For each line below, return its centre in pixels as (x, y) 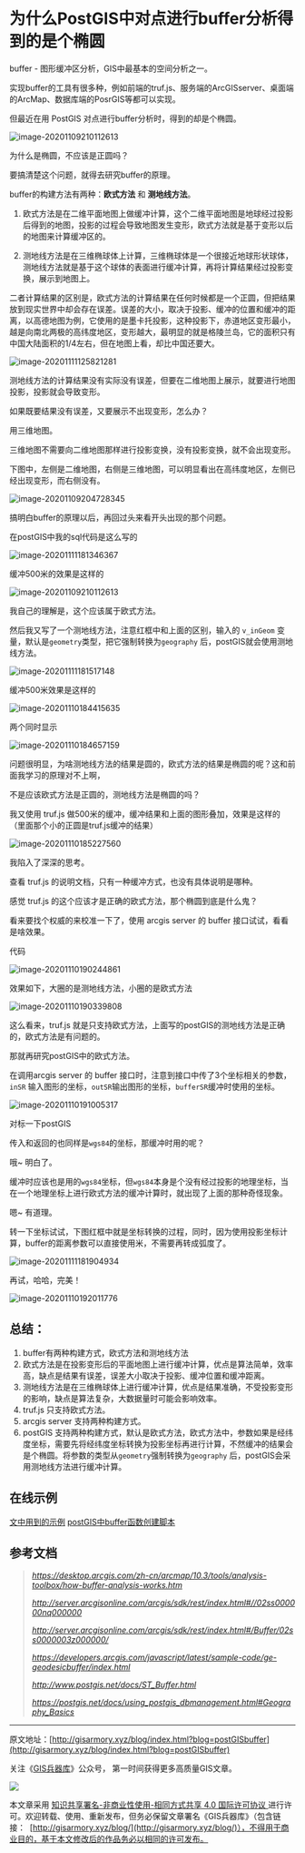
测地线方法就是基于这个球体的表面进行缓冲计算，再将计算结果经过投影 (154, 267)
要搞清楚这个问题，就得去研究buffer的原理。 (92, 175)
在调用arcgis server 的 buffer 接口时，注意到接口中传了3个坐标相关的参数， (151, 1074)
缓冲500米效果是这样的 (53, 689)
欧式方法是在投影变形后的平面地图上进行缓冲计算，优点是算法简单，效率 (157, 1364)
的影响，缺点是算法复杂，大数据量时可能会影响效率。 (122, 1398)
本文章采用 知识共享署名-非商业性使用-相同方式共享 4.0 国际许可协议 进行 (147, 1805)
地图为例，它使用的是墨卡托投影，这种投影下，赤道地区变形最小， (172, 321)
